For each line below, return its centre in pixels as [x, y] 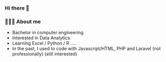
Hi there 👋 [17, 8]
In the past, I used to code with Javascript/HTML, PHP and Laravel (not [86, 49]
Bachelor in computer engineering [48, 33]
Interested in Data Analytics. [42, 38]
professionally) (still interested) [44, 54]
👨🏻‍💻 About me [23, 21]
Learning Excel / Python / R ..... [44, 43]
